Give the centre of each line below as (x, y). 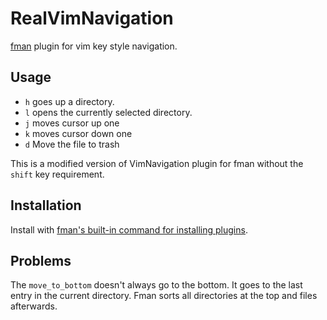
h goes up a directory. (69, 101)
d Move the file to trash (72, 144)
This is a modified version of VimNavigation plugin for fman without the (157, 163)
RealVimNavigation (92, 18)
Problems (41, 260)
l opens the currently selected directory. (108, 112)
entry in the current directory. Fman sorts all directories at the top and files (164, 296)
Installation (46, 205)
